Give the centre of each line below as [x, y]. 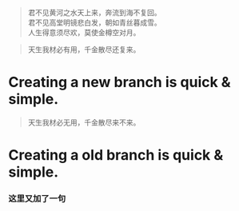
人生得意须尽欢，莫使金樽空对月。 [84, 32]
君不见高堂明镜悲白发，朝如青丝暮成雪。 [94, 22]
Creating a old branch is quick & [116, 155]
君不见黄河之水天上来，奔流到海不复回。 [94, 12]
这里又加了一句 [37, 199]
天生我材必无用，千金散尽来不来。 [84, 122]
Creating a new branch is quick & [119, 82]
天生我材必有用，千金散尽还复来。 [84, 50]
